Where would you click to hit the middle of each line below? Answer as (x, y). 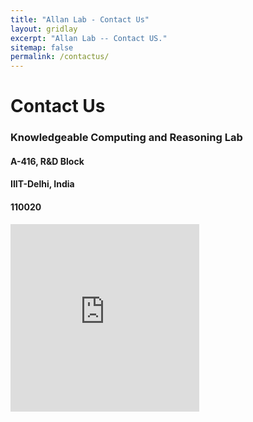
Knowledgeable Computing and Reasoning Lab (126, 138)
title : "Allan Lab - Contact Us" (80, 19)
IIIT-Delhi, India (42, 184)
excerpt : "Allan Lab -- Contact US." (89, 38)
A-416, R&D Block (47, 161)
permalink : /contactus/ (60, 57)
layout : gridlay (44, 29)
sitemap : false (42, 47)
